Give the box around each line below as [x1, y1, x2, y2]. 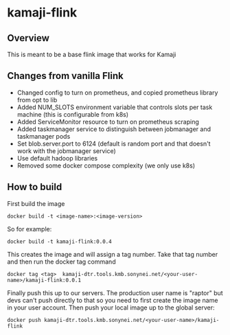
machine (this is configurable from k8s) [16, 110, 129, 118]
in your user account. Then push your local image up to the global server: [7, 303, 215, 312]
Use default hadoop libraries [16, 154, 98, 162]
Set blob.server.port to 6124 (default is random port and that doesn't [16, 139, 211, 148]
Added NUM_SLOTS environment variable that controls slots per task [16, 103, 213, 111]
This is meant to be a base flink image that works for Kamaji [7, 50, 176, 58]
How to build [7, 181, 62, 193]
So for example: [7, 224, 52, 233]
